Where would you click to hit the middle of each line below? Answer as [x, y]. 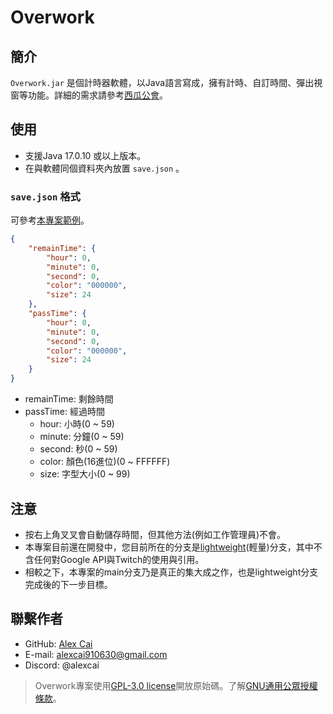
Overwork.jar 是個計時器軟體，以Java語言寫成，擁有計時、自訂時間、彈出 [162, 82]
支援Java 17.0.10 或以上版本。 [85, 155]
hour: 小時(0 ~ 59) [77, 424]
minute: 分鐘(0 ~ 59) [82, 437]
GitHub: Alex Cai [58, 643]
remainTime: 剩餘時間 [69, 399]
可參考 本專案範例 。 [50, 220]
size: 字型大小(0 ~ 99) [85, 474]
